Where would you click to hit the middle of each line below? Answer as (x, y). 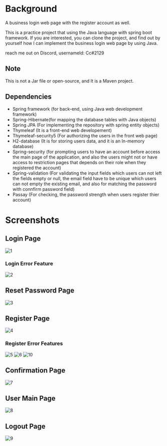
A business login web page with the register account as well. (68, 23)
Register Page (28, 318)
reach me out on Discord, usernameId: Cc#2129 (55, 53)
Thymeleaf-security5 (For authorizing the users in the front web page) (85, 135)
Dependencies (28, 97)
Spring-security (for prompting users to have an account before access (86, 152)
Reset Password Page (40, 291)
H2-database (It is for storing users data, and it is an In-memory (78, 141)
